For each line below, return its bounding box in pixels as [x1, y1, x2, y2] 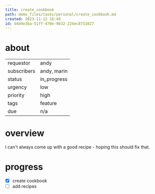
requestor [7, 60, 31, 67]
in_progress [40, 76, 68, 83]
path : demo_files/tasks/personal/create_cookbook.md [5, 12, 116, 17]
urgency [7, 84, 27, 91]
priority [7, 92, 25, 99]
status [7, 76, 22, 83]
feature [40, 100, 57, 107]
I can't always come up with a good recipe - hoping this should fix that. [5, 144, 150, 150]
